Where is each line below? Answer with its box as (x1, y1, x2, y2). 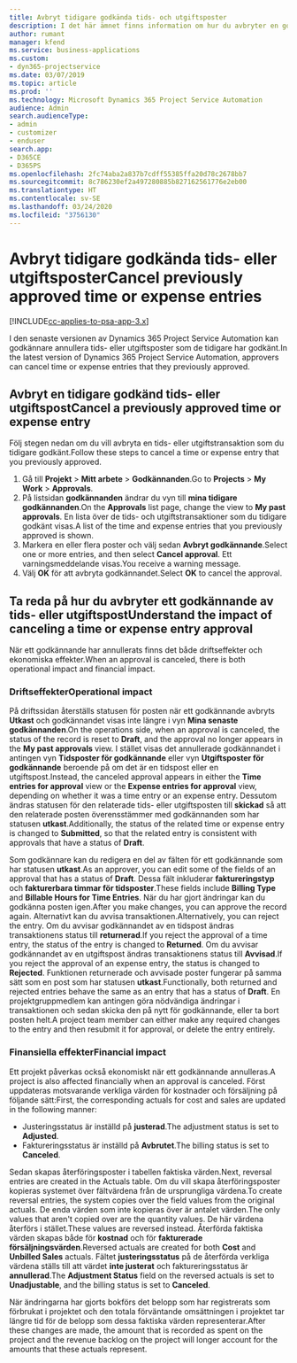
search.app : (9, 144, 53, 153)
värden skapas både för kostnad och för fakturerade (9, 1232, 203, 1243)
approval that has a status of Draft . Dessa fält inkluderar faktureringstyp (9, 873, 275, 884)
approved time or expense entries (9, 286, 263, 306)
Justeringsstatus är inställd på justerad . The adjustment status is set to (21, 1121, 279, 1132)
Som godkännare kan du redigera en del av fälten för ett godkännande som (9, 855, 283, 865)
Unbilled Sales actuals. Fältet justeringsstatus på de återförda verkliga (9, 1251, 270, 1262)
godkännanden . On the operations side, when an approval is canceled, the (9, 724, 280, 735)
